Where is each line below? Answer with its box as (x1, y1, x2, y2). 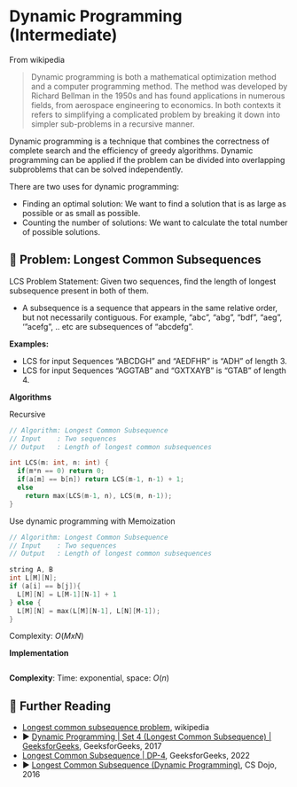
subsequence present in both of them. (9, 285, 149, 296)
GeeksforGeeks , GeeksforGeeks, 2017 (21, 741, 162, 752)
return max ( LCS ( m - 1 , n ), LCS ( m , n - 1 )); (25, 491, 173, 500)
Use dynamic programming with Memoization (9, 516, 176, 526)
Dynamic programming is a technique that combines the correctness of (9, 136, 270, 146)
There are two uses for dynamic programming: (9, 181, 180, 191)
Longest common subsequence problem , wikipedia (21, 722, 210, 733)
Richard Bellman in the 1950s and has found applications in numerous (30, 90, 285, 101)
